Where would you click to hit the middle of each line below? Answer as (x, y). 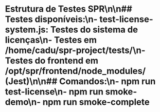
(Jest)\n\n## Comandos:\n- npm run (80, 82)
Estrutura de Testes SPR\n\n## (69, 9)
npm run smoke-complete (96, 102)
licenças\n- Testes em (51, 40)
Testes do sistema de (94, 30)
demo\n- (23, 102)
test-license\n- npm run (54, 92)
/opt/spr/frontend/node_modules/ (75, 71)
